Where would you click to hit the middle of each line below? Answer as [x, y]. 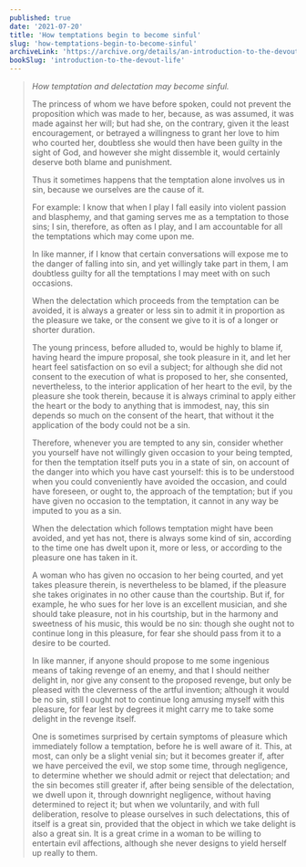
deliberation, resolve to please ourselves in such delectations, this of [160, 814]
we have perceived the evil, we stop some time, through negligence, [160, 766]
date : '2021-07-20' [46, 26]
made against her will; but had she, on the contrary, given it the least [160, 123]
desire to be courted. [71, 643]
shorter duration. [63, 330]
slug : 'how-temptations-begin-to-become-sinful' [103, 43]
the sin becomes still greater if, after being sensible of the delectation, [163, 785]
